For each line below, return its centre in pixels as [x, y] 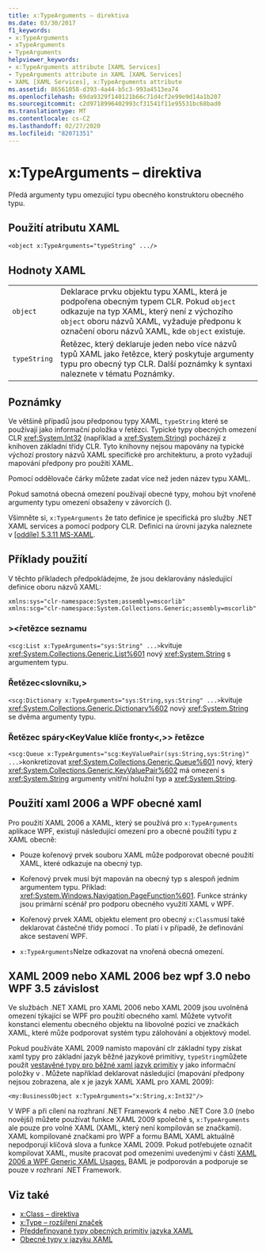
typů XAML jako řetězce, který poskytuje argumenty [157, 354]
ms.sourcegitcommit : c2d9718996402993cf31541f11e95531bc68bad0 [115, 104]
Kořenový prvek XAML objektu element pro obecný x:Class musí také [132, 919]
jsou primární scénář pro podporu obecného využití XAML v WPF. [127, 903]
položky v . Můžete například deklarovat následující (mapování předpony [127, 1074]
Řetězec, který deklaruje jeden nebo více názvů [149, 344]
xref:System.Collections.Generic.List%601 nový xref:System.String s [120, 654]
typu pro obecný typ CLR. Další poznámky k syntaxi [156, 364]
